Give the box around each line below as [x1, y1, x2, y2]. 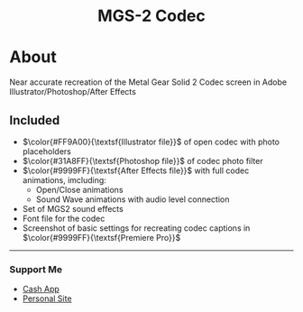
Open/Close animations [35, 184, 124, 195]
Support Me [9, 262, 63, 275]
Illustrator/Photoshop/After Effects [9, 87, 137, 97]
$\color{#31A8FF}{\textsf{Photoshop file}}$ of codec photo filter [22, 155, 263, 166]
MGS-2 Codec [97, 5, 206, 26]
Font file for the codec [22, 213, 106, 224]
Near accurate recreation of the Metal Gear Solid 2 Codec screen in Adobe [9, 77, 287, 87]
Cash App [22, 284, 60, 295]
